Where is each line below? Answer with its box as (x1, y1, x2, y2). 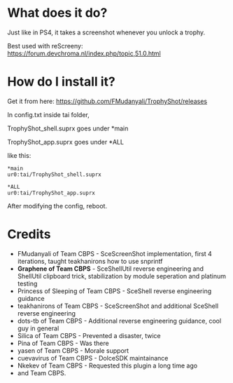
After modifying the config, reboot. (7, 201, 107, 210)
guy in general (17, 324, 59, 332)
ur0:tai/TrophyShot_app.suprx (7, 189, 96, 196)
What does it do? (7, 5, 108, 21)
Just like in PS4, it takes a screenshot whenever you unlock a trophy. (7, 28, 206, 36)
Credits (7, 227, 51, 243)
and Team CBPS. (17, 368, 66, 377)
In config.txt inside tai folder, (7, 110, 90, 119)
